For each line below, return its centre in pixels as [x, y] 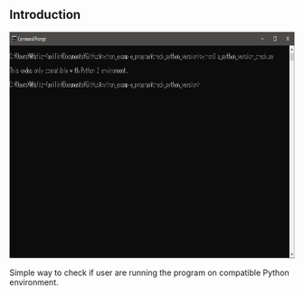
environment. [34, 282]
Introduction [45, 15]
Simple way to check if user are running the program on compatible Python [149, 272]
